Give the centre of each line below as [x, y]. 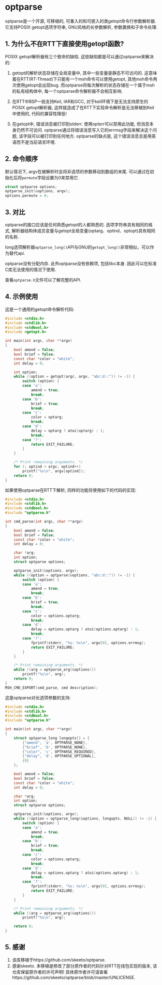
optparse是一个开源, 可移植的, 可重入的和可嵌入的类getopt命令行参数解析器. [81, 21]
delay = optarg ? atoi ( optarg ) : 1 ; [68, 431]
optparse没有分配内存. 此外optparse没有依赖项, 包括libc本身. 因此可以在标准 [81, 263]
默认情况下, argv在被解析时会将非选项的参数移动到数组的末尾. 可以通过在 [78, 171]
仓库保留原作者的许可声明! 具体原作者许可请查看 [60, 972]
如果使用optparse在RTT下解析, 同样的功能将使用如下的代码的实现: [71, 490]
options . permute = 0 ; [27, 196]
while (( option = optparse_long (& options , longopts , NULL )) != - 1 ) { [85, 819]
